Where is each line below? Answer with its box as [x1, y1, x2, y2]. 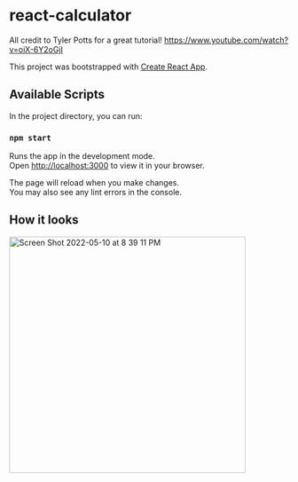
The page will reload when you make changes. [9, 178, 180, 188]
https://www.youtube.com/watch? [163, 35, 289, 45]
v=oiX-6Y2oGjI [9, 43, 64, 54]
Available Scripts [9, 87, 105, 102]
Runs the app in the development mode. [9, 151, 155, 162]
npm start [9, 132, 51, 143]
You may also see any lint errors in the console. [9, 187, 182, 198]
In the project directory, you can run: [9, 110, 143, 121]
